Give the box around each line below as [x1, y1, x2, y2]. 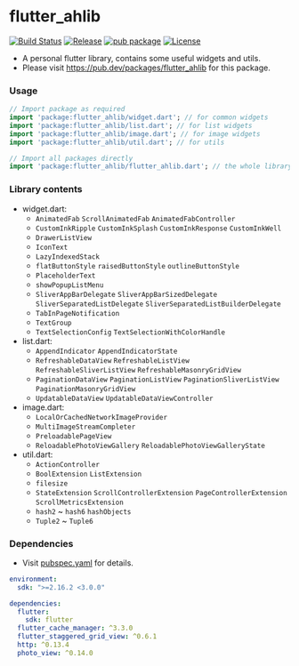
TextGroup [35, 318, 73, 327]
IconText [35, 243, 69, 252]
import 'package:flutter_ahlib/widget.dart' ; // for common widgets [9, 113, 269, 122]
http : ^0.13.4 [17, 640, 69, 650]
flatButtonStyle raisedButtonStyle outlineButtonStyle [35, 261, 240, 270]
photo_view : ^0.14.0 [17, 648, 93, 657]
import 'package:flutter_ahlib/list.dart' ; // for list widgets [9, 121, 253, 130]
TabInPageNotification [35, 309, 120, 317]
